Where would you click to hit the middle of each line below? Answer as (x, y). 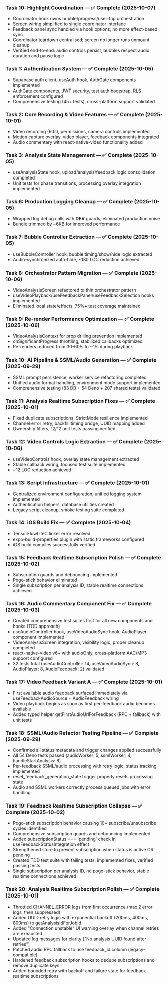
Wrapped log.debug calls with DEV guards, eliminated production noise (86, 219)
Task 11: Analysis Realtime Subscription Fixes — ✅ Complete (80, 401)
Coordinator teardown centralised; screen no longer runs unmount (81, 40)
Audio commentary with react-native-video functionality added (77, 142)
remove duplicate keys (36, 965)
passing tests (26, 866)
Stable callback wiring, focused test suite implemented (69, 465)
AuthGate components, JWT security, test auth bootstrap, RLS (77, 91)
